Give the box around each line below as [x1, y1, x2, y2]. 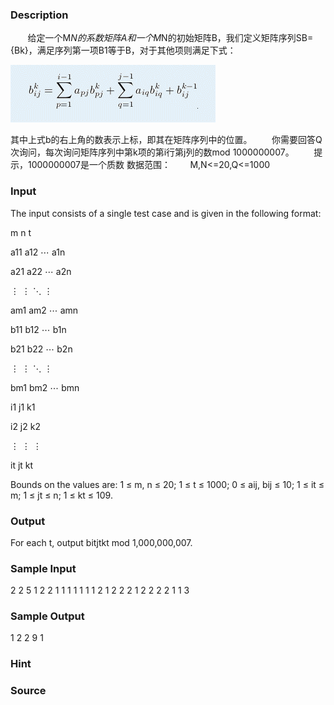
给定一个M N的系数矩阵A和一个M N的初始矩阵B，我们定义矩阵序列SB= [27, 32, 314, 44]
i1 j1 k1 [10, 401, 36, 413]
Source [10, 684, 47, 698]
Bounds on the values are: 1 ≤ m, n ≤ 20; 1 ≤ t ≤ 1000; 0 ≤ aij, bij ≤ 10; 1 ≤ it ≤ [10, 478, 325, 490]
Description [10, 8, 69, 22]
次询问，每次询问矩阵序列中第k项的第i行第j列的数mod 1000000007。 [10, 146, 295, 158]
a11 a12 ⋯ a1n [10, 246, 66, 258]
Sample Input [10, 561, 77, 575]
